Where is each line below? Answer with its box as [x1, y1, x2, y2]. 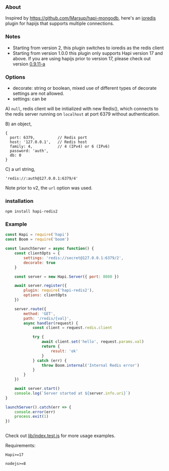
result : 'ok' [50, 348, 79, 353]
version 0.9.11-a [12, 61, 46, 67]
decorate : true [23, 260, 56, 265]
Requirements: [5, 443, 36, 449]
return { [41, 344, 60, 349]
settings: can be [12, 95, 47, 102]
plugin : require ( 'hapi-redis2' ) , [23, 288, 94, 293]
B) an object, [5, 121, 32, 127]
